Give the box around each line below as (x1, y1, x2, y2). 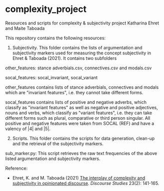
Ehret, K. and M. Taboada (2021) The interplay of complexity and (12, 175, 146, 181)
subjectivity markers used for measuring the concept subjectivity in (12, 50, 151, 56)
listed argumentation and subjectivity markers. (5, 156, 101, 162)
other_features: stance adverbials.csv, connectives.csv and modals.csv (5, 65, 152, 71)
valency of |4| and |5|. (5, 126, 51, 132)
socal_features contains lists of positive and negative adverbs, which (5, 99, 147, 105)
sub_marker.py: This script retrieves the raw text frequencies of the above (5, 150, 158, 156)
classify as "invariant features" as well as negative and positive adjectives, (5, 104, 158, 110)
